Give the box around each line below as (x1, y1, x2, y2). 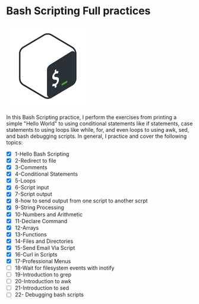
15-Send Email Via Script (14, 244, 75, 251)
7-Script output (14, 191, 52, 198)
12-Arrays (14, 224, 39, 231)
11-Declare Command (14, 217, 68, 224)
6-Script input (14, 184, 49, 191)
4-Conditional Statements (14, 170, 78, 178)
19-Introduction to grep (14, 271, 72, 278)
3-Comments (14, 164, 48, 171)
